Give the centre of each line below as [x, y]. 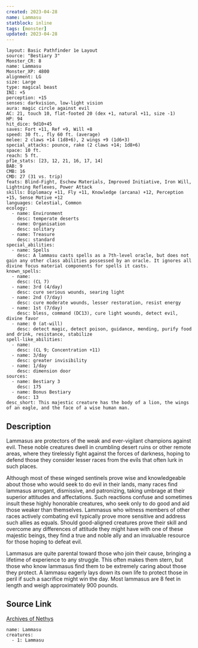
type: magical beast [32, 88]
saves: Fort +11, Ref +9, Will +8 [49, 130]
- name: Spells [31, 250]
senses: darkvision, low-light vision [55, 103]
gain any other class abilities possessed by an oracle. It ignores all [99, 261]
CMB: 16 [16, 172]
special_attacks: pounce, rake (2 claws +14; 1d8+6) [73, 145]
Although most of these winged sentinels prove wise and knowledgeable [96, 477]
